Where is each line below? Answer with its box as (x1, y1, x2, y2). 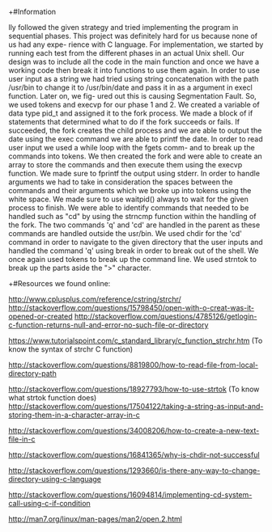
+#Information (8, 7, 57, 16)
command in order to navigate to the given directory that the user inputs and (8, 238, 263, 247)
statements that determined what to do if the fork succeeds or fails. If (8, 117, 240, 126)
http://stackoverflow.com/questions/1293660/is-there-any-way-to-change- (8, 466, 261, 475)
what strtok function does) (8, 393, 97, 403)
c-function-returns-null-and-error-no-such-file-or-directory (8, 320, 209, 330)
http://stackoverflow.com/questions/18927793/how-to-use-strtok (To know (8, 384, 260, 394)
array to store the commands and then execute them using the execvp (8, 160, 243, 169)
